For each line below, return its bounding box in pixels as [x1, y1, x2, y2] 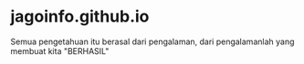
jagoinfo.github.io [10, 6, 150, 27]
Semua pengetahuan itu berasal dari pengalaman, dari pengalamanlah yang [10, 36, 295, 47]
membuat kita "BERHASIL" [10, 45, 110, 56]
